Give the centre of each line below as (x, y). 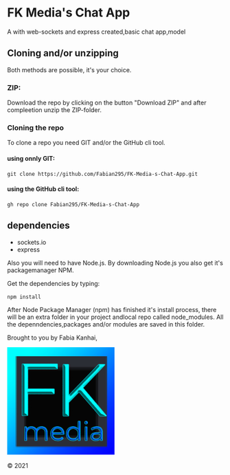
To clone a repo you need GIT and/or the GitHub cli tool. (87, 143)
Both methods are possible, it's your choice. (69, 69)
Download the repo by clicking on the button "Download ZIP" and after (107, 103)
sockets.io (32, 242)
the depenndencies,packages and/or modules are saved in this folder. (106, 324)
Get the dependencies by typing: (54, 283)
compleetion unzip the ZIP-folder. (54, 110)
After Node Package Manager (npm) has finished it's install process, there (112, 309)
